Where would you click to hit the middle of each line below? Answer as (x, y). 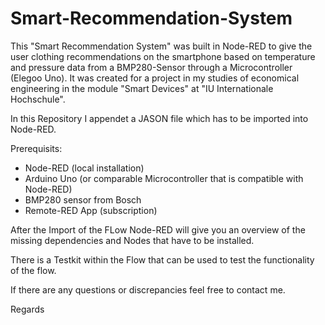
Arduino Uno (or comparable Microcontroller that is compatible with (164, 178)
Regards (27, 309)
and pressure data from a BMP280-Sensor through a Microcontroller (151, 67)
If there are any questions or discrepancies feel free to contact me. (148, 289)
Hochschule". (38, 99)
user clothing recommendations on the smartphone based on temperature (163, 56)
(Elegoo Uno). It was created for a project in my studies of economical (155, 78)
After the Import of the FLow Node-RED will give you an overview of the (158, 229)
